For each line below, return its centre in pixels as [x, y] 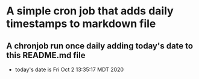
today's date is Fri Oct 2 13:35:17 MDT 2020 [69, 69]
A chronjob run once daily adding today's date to [100, 46]
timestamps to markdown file [81, 24]
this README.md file [46, 55]
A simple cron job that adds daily [90, 11]
